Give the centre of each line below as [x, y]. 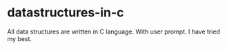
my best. [20, 38]
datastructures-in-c [66, 13]
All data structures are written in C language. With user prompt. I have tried [114, 32]
